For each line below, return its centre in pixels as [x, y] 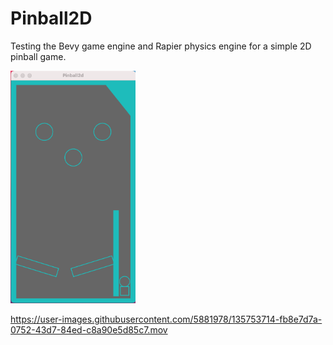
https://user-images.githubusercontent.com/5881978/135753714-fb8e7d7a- [166, 319]
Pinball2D [51, 18]
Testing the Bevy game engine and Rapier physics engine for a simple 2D [161, 46]
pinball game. [38, 56]
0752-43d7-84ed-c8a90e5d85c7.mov [89, 329]
